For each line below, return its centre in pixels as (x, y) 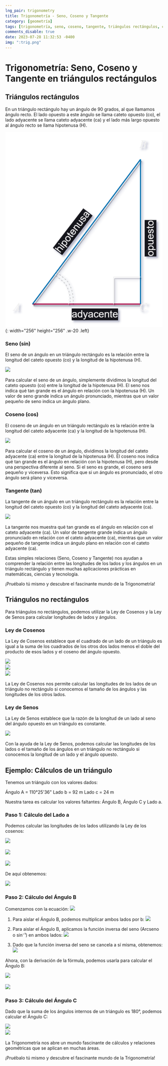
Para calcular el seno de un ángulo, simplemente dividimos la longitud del (81, 380)
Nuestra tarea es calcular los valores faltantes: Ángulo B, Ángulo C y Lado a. (84, 802)
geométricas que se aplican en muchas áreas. (52, 1048)
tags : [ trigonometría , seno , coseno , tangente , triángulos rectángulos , (82, 27)
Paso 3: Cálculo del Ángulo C (41, 1000)
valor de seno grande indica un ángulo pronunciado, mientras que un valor (82, 396)
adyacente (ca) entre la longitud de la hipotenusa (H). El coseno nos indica (82, 456)
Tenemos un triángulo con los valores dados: (51, 783)
